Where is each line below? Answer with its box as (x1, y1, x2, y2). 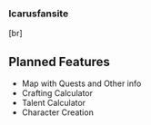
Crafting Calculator (21, 88, 93, 99)
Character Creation (21, 107, 95, 118)
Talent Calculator (21, 98, 86, 109)
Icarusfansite (8, 7, 69, 20)
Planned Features (8, 53, 111, 70)
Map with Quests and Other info (21, 78, 142, 89)
